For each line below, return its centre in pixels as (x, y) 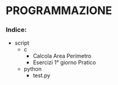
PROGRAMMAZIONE (59, 11)
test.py (42, 76)
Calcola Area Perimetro (62, 56)
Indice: (16, 30)
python (33, 69)
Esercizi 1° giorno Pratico (64, 62)
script (22, 43)
